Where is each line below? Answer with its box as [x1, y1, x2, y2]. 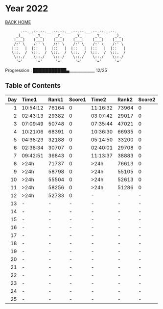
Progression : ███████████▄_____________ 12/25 [5, 67, 107, 73]
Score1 [69, 96, 87, 103]
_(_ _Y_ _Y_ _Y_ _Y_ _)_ [16, 33, 121, 38]
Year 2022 [5, 3, 48, 14]
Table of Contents [5, 81, 61, 90]
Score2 [138, 96, 156, 103]
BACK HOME [5, 19, 31, 25]
